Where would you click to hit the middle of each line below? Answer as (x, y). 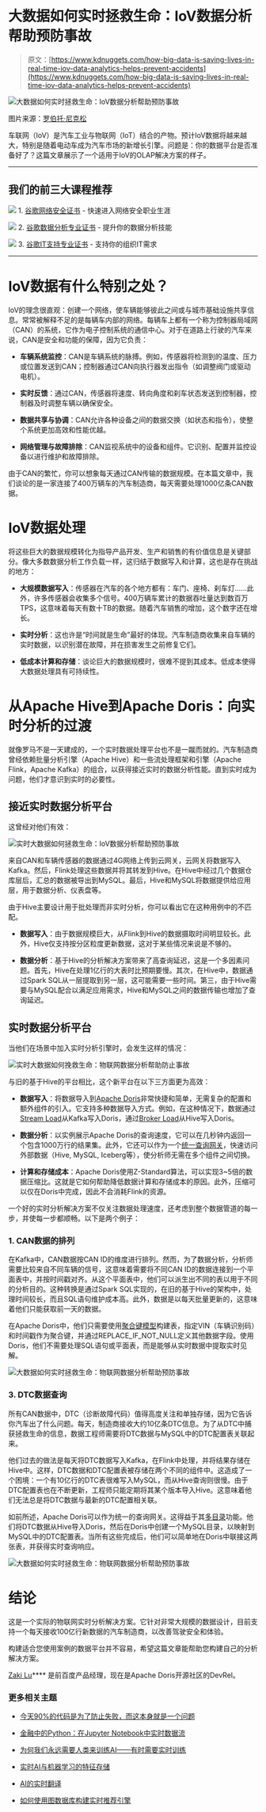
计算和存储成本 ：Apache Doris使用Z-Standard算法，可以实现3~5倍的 (133, 1172)
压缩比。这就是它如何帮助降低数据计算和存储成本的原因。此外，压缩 (138, 1182)
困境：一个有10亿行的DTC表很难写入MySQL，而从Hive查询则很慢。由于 (131, 1480)
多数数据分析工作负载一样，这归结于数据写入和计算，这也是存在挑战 (146, 561)
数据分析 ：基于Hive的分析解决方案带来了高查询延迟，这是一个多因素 (131, 961)
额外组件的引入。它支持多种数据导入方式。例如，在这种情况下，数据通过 (137, 1109)
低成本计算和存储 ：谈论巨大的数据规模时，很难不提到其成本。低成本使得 (137, 661)
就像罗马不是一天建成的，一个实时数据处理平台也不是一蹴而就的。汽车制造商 (133, 749)
